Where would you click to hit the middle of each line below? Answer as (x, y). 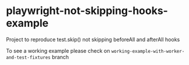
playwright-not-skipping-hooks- (87, 11)
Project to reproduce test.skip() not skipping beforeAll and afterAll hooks (93, 39)
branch (60, 57)
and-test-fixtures (28, 57)
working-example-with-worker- (148, 51)
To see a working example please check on (58, 50)
